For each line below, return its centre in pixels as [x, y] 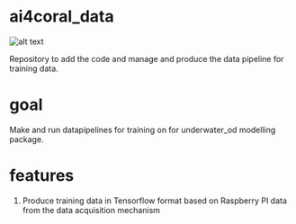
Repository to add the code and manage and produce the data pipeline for [147, 58]
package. [27, 139]
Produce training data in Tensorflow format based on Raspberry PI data [155, 201]
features [42, 176]
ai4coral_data [62, 17]
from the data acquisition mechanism [91, 210]
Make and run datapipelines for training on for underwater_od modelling [143, 130]
